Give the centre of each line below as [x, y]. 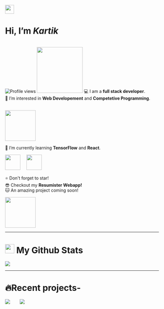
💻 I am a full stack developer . [114, 91]
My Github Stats [50, 251]
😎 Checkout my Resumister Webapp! [43, 185]
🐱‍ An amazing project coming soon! [42, 190]
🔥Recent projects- [43, 288]
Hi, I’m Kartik [32, 31]
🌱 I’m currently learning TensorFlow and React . [53, 148]
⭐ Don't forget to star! [27, 178]
